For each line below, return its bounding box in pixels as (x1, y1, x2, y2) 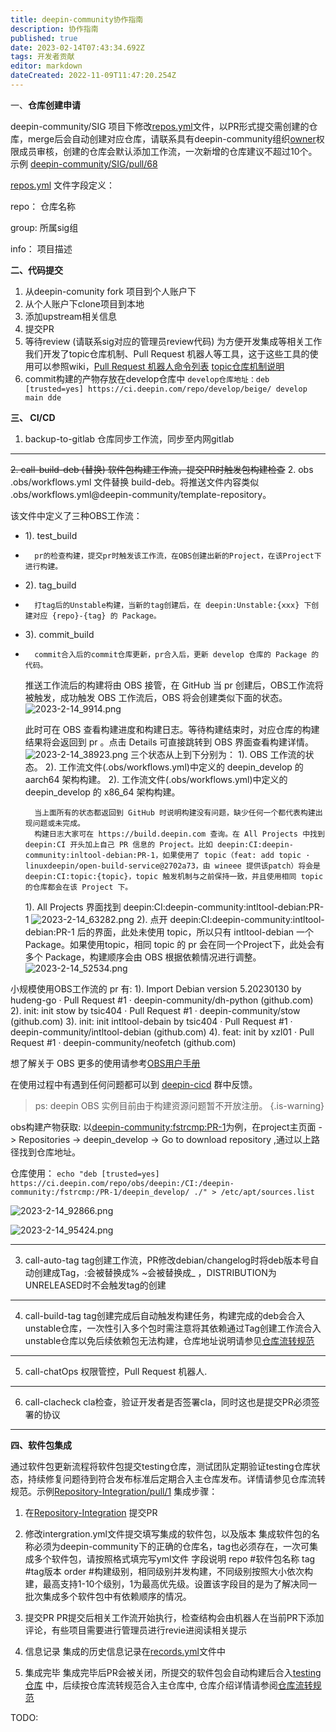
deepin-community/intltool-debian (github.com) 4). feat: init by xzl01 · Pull (10, 1026, 315, 1038)
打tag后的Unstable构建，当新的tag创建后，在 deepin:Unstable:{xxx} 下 (34, 600, 312, 610)
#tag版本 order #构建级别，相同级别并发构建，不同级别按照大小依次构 (24, 1565, 313, 1577)
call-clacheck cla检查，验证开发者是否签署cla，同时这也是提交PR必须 (24, 1396, 312, 1408)
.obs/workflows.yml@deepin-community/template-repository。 (10, 488, 272, 500)
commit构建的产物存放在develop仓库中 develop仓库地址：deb (24, 372, 270, 385)
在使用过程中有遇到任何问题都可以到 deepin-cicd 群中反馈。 (10, 1078, 258, 1090)
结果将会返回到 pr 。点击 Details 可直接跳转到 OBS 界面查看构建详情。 (24, 736, 315, 748)
